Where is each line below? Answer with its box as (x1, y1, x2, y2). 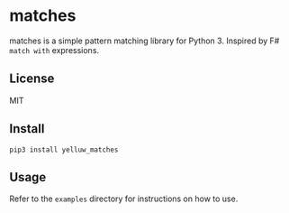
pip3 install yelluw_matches (9, 145, 119, 154)
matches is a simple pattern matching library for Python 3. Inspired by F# (9, 35, 280, 46)
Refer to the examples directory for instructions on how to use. (9, 193, 239, 204)
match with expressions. (9, 44, 100, 55)
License (9, 71, 55, 87)
